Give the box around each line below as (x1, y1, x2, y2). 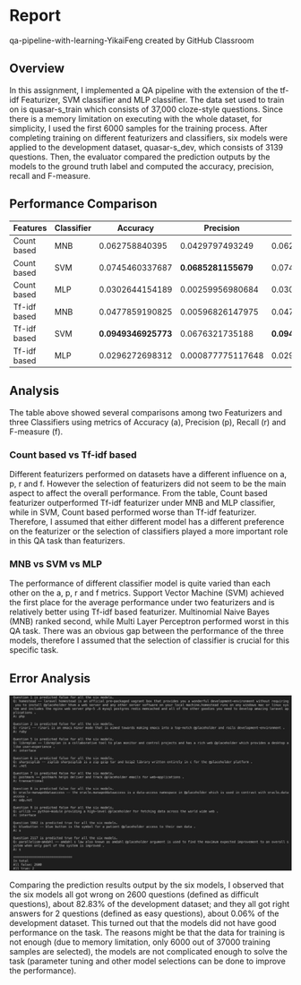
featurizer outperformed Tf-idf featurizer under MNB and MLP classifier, (9, 498, 276, 509)
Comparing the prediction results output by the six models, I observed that (9, 879, 285, 890)
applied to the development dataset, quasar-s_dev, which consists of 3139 (9, 141, 284, 152)
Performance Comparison (9, 196, 158, 211)
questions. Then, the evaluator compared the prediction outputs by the (9, 151, 271, 162)
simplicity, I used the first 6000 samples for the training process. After (9, 123, 268, 133)
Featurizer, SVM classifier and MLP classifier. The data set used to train (21, 94, 285, 105)
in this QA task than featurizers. (9, 535, 125, 546)
